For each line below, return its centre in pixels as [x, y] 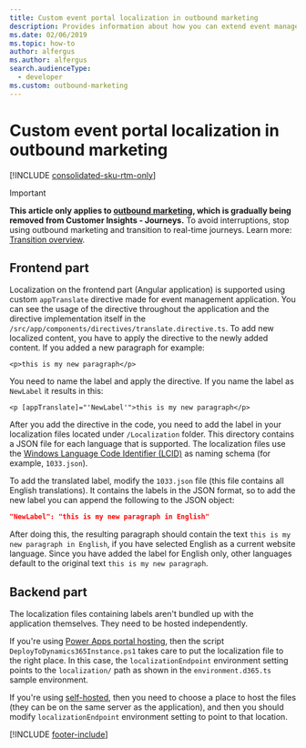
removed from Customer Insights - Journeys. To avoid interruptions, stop [149, 220]
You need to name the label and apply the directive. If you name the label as [152, 381]
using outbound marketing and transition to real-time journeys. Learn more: [151, 229]
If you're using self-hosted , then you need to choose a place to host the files [153, 698]
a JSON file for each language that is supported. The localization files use [148, 444]
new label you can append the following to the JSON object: [122, 500]
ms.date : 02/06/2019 [49, 35]
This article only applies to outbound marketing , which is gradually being [150, 210]
